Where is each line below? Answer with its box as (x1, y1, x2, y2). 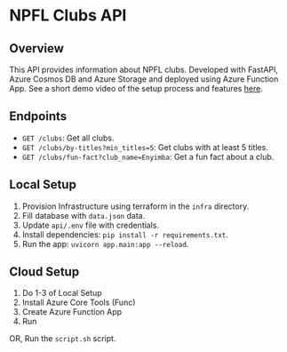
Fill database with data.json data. (21, 210, 146, 220)
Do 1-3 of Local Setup (21, 288, 102, 299)
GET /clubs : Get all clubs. (21, 132, 115, 143)
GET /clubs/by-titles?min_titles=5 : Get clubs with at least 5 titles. (21, 141, 268, 152)
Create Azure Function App (21, 307, 123, 317)
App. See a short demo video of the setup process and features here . (9, 84, 264, 93)
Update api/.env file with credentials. (21, 220, 160, 230)
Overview (9, 41, 65, 56)
